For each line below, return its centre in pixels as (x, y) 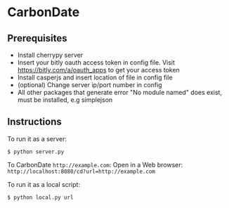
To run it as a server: (37, 138)
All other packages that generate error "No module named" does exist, (120, 92)
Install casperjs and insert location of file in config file (95, 77)
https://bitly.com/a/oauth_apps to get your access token (99, 70)
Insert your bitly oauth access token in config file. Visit (96, 63)
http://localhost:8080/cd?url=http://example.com (81, 171)
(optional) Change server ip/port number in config (90, 85)
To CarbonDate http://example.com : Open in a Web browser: (95, 164)
